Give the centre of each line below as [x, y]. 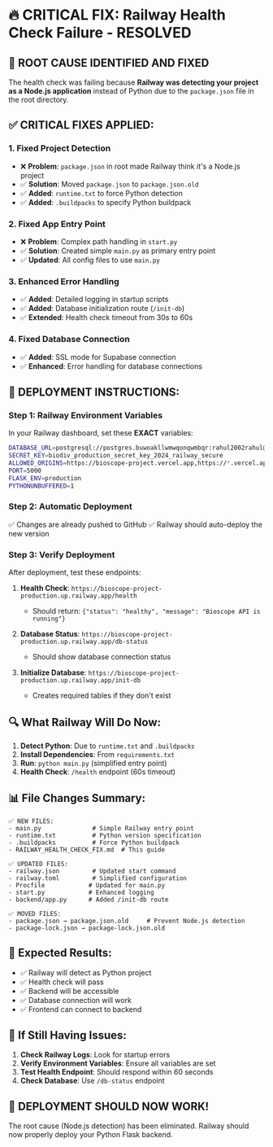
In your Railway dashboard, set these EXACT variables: [101, 433]
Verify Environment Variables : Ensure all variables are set [118, 1063]
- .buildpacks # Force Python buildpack [94, 843]
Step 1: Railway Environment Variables [86, 415]
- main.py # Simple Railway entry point [102, 828]
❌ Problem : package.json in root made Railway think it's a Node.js [130, 166]
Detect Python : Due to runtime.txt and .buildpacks [107, 746]
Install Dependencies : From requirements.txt [97, 754]
